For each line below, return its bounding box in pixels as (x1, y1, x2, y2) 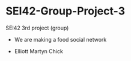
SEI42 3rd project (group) (5, 24, 69, 31)
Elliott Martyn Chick (14, 47, 64, 55)
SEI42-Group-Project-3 (5, 4, 126, 18)
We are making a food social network (14, 36, 107, 43)
